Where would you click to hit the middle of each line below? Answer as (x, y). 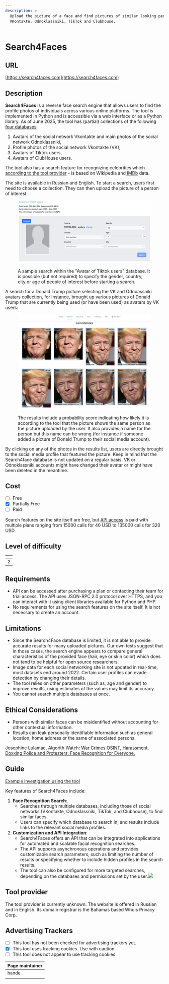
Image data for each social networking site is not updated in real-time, (85, 667)
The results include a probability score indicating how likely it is (83, 418)
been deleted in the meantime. (37, 470)
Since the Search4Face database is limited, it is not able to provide (81, 640)
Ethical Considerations (41, 710)
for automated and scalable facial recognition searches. (78, 843)
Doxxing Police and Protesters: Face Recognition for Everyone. (70, 753)
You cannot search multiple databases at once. (61, 694)
